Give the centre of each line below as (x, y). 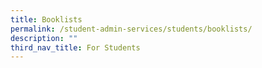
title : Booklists (46, 19)
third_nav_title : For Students (75, 47)
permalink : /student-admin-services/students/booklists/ (131, 29)
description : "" (44, 38)
